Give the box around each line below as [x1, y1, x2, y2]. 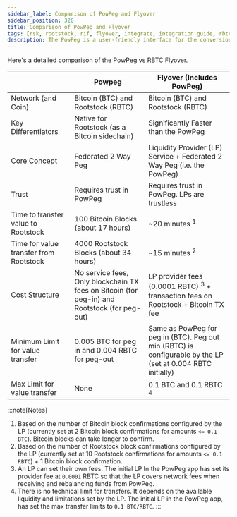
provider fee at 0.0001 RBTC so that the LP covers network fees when [17, 472, 220, 480]
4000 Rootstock [73, 239, 128, 249]
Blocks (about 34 [73, 248, 132, 257]
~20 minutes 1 [147, 218, 196, 229]
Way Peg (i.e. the [147, 160, 205, 170]
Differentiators [11, 127, 59, 137]
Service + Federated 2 [147, 152, 223, 162]
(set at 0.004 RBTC [147, 359, 212, 369]
